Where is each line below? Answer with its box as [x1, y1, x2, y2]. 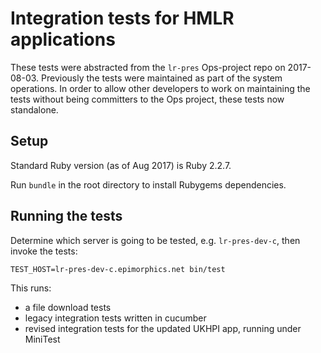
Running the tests [10, 208, 123, 225]
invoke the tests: [10, 245, 78, 257]
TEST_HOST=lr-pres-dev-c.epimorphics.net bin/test [10, 264, 226, 274]
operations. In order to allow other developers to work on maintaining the [10, 82, 311, 94]
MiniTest [24, 333, 61, 345]
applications [10, 28, 116, 51]
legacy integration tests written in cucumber [24, 312, 207, 324]
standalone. [10, 103, 59, 116]
